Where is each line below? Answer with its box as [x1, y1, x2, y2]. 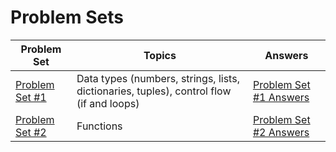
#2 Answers [252, 125, 310, 139]
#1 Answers [252, 90, 310, 104]
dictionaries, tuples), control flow [76, 84, 232, 98]
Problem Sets [10, 6, 124, 29]
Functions [76, 119, 123, 133]
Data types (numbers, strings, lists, [76, 71, 240, 85]
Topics [143, 48, 177, 62]
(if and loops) [76, 96, 140, 110]
